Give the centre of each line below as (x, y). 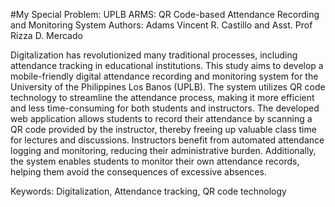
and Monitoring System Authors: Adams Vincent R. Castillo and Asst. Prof (161, 25)
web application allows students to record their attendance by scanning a (161, 118)
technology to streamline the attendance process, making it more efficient (162, 97)
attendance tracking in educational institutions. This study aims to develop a (167, 65)
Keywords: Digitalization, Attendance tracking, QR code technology (148, 191)
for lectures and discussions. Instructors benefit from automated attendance (167, 140)
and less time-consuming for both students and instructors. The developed (165, 108)
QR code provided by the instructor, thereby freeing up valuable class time (163, 129)
